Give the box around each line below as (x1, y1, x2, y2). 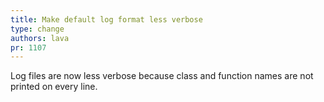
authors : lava (10, 33, 70, 43)
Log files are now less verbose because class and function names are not (10, 70, 314, 82)
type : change (10, 24, 65, 34)
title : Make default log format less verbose (10, 14, 203, 25)
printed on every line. (10, 81, 98, 93)
